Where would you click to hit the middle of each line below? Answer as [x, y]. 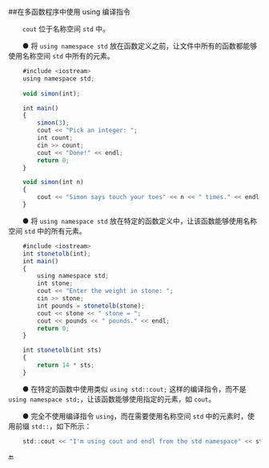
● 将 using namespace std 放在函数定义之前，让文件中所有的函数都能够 [140, 46]
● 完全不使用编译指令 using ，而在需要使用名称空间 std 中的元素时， [135, 416]
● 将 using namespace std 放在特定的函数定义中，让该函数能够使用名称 [140, 221]
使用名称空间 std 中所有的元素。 [61, 56]
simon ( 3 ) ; [53, 123]
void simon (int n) [53, 182]
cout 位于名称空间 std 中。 [66, 29]
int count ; [55, 138]
